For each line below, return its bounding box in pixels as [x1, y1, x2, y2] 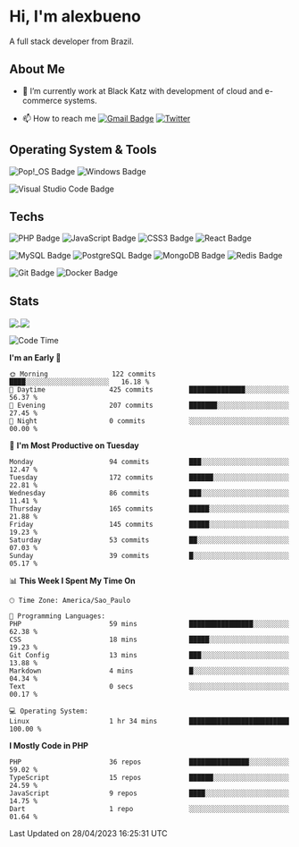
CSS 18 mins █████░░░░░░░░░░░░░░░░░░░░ [9, 635, 290, 645]
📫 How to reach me [21, 113, 96, 123]
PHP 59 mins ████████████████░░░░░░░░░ [9, 620, 290, 629]
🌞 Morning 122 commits [9, 369, 156, 379]
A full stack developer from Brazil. [9, 36, 134, 47]
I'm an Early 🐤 [9, 352, 62, 363]
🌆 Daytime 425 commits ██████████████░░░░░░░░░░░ [9, 385, 290, 394]
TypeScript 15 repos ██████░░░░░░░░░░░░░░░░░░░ [9, 774, 290, 783]
